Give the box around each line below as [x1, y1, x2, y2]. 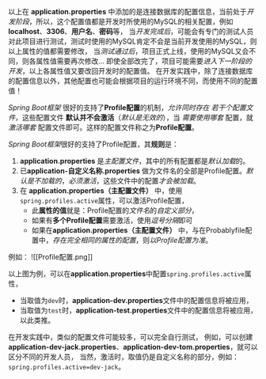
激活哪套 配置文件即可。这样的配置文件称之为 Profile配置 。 [8, 123, 199, 132]
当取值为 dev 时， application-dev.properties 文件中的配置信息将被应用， [19, 296, 253, 305]
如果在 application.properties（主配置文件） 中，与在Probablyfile [31, 226, 245, 235]
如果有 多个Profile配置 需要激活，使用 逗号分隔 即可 [31, 216, 193, 225]
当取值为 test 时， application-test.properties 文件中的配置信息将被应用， [19, 305, 258, 315]
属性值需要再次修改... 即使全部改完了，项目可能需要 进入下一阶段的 [35, 56, 253, 66]
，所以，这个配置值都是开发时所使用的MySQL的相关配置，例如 [28, 17, 234, 26]
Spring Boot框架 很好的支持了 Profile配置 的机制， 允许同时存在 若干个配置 [8, 103, 247, 112]
